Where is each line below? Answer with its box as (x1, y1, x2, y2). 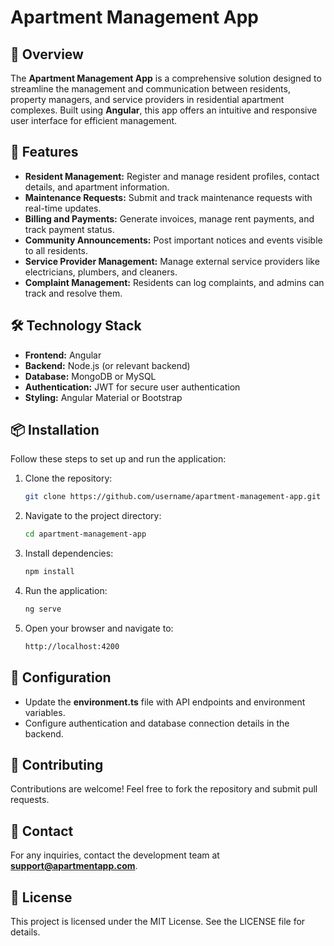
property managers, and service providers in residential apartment (10, 94, 285, 105)
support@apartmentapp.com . (10, 860, 138, 872)
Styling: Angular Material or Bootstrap (24, 391, 183, 403)
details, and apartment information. (24, 181, 170, 193)
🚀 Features (10, 144, 79, 161)
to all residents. (24, 244, 89, 256)
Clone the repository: (24, 472, 113, 485)
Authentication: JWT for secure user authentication (24, 381, 241, 393)
